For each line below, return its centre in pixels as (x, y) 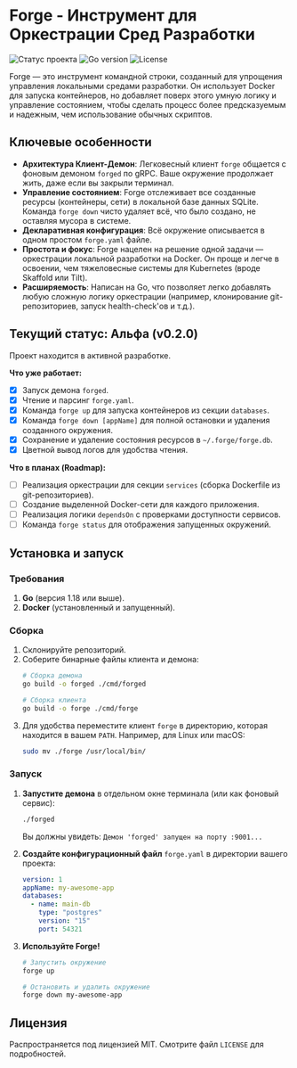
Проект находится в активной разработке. (90, 355)
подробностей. (38, 1054)
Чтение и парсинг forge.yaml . (78, 400)
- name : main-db (60, 904)
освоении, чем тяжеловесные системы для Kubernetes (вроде (141, 267)
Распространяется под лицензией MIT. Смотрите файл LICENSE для (136, 1045)
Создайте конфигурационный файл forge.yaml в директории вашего (155, 853)
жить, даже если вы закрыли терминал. (98, 183)
